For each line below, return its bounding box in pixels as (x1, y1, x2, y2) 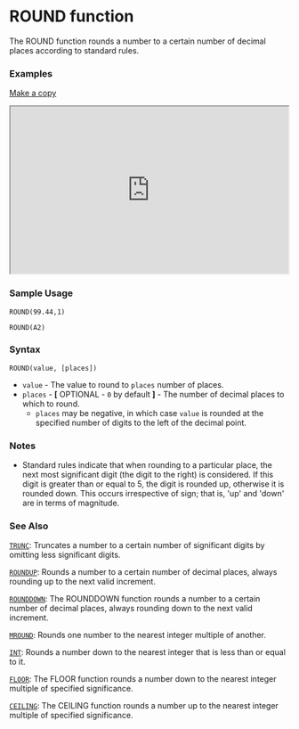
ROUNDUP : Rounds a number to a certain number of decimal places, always (9, 567, 278, 577)
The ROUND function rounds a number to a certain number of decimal (9, 36, 267, 46)
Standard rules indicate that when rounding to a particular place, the (21, 460, 273, 471)
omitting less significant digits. (9, 550, 121, 561)
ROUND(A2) (9, 323, 46, 332)
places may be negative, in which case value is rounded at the (35, 407, 264, 418)
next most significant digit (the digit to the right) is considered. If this (21, 470, 274, 480)
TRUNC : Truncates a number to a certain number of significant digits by (9, 540, 265, 551)
